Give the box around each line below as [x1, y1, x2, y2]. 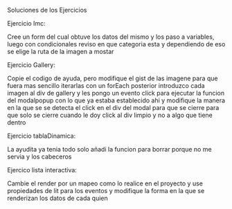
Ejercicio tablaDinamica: [7, 131, 76, 140]
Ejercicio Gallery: [7, 61, 55, 69]
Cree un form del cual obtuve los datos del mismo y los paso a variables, [7, 33, 215, 41]
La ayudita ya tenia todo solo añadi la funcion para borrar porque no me [7, 145, 213, 153]
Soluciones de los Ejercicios [7, 6, 87, 14]
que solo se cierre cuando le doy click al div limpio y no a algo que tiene [7, 111, 213, 119]
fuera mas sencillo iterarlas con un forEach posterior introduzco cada [7, 82, 206, 89]
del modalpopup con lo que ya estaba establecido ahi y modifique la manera [7, 96, 226, 104]
